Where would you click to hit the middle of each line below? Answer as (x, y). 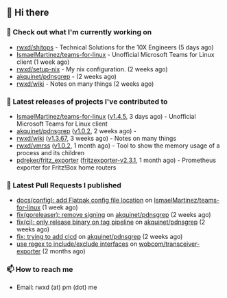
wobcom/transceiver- (169, 244)
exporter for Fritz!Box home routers (66, 167)
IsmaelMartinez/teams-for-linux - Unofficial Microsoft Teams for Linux (115, 54)
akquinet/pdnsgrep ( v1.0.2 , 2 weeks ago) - (76, 130)
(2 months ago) (64, 251)
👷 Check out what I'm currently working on (79, 32)
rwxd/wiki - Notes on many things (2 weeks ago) (85, 84)
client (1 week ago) (43, 62)
